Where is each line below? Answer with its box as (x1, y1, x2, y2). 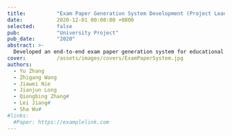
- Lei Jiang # (13, 100, 51, 106)
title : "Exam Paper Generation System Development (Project (7, 10, 212, 17)
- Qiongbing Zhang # (13, 93, 70, 100)
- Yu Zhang (13, 67, 45, 74)
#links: (7, 112, 30, 119)
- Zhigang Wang (13, 73, 57, 81)
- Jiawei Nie (13, 80, 51, 87)
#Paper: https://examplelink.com (13, 118, 110, 126)
